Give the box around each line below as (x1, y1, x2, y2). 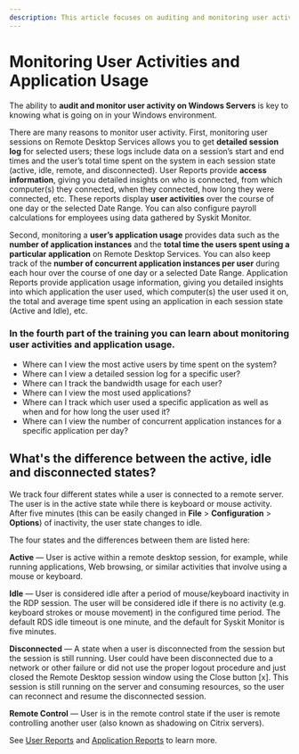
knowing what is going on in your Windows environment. (9, 109, 217, 120)
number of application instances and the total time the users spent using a (9, 238, 290, 250)
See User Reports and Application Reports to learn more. (9, 734, 218, 745)
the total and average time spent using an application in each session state (9, 295, 283, 306)
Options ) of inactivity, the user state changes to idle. (9, 517, 203, 527)
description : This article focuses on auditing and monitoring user (9, 12, 269, 22)
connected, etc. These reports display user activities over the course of (9, 193, 274, 203)
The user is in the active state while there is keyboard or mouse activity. (9, 498, 273, 509)
